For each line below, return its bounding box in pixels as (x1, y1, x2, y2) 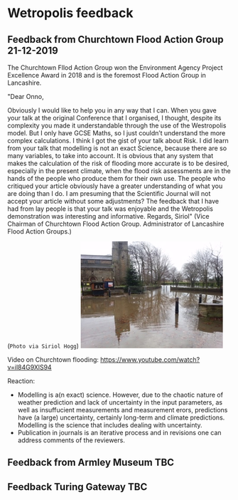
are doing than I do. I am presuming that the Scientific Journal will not (7, 189, 211, 197)
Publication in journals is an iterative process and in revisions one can (17, 429, 222, 437)
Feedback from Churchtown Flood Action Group (7, 33, 224, 46)
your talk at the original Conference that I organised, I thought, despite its (7, 114, 222, 122)
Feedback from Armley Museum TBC (7, 457, 175, 469)
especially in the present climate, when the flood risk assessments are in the (7, 167, 231, 175)
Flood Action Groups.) (7, 227, 72, 236)
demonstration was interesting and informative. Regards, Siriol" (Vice (7, 212, 210, 220)
